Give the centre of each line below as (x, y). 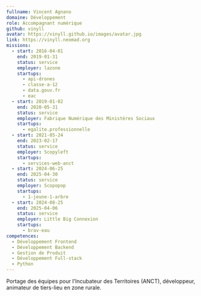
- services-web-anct (48, 163)
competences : (23, 236)
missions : (19, 46)
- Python (23, 264)
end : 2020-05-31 (38, 107)
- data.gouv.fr (41, 90)
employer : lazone (39, 68)
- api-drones (39, 79)
